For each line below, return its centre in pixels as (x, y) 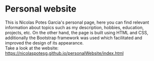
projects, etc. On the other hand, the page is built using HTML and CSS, (77, 32)
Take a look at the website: (32, 48)
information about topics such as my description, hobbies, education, (75, 27)
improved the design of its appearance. (44, 43)
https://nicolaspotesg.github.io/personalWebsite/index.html (64, 53)
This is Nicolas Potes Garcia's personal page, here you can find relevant (77, 22)
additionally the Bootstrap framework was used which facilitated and (74, 38)
